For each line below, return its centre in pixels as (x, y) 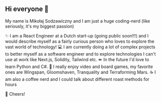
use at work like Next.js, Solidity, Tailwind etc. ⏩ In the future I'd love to (77, 59)
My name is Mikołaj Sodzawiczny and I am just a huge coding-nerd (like (78, 21)
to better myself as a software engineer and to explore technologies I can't (80, 54)
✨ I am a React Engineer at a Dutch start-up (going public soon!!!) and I (77, 35)
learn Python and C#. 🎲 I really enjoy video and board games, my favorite (79, 67)
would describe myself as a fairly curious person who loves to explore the (80, 41)
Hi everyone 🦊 (27, 9)
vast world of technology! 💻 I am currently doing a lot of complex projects (80, 47)
